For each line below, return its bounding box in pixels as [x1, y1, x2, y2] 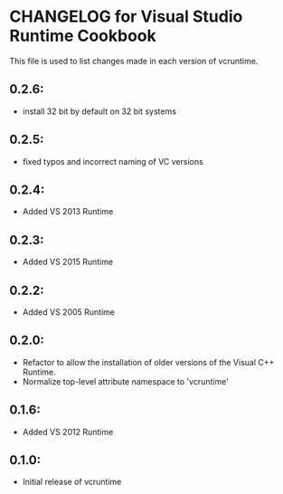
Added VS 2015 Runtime [22, 256, 114, 268]
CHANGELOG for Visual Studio [9, 6, 243, 27]
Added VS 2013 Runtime [22, 206, 114, 217]
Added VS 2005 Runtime [22, 307, 116, 318]
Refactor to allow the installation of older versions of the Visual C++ [22, 356, 275, 367]
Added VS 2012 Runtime [22, 426, 114, 437]
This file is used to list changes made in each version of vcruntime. [9, 55, 259, 66]
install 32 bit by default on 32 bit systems [22, 106, 176, 117]
